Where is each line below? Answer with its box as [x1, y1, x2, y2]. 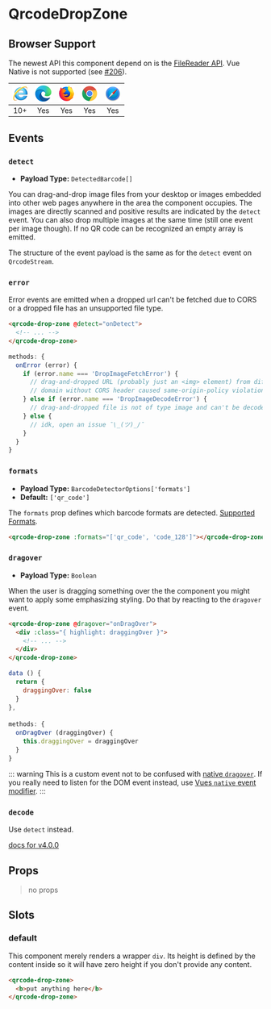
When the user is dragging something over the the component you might [8, 586, 250, 595]
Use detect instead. [8, 824, 74, 835]
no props [27, 885, 59, 894]
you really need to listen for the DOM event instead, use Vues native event [8, 778, 256, 787]
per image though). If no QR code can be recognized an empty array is [8, 223, 244, 233]
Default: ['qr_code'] [19, 492, 90, 502]
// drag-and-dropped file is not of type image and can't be [29, 404, 240, 412]
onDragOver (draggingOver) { [15, 729, 114, 737]
